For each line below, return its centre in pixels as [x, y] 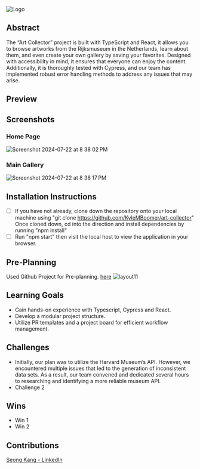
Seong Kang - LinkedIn [34, 460]
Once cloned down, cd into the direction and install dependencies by [99, 224]
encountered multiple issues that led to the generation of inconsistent [100, 368]
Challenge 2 [30, 387]
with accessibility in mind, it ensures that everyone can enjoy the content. [96, 61]
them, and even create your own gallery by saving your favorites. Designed [99, 55]
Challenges [28, 348]
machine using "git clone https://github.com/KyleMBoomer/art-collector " [104, 218]
